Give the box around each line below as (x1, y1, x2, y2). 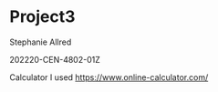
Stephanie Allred (9, 36, 72, 47)
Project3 (9, 6, 76, 27)
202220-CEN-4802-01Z (9, 54, 100, 65)
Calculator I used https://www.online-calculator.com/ (9, 71, 209, 83)
